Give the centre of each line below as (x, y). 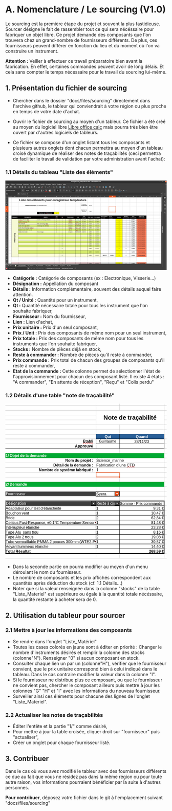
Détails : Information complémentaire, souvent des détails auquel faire (87, 289)
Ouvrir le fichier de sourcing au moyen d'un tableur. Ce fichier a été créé (89, 121)
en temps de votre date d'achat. (46, 111)
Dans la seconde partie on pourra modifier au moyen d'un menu (80, 567)
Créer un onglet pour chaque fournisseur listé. (61, 743)
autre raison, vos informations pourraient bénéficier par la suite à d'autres (83, 782)
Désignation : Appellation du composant (56, 284)
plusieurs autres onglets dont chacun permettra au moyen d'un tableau (88, 148)
